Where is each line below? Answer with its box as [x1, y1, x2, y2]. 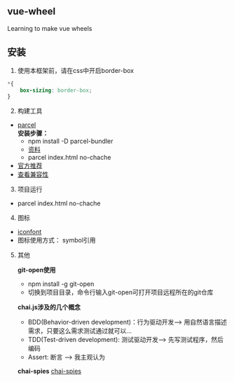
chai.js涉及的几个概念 [17, 303, 81, 311]
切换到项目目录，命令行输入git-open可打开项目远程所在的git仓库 [27, 288, 214, 296]
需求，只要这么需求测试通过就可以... [27, 327, 132, 335]
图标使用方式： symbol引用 [17, 236, 96, 245]
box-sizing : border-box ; [20, 87, 92, 94]
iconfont [17, 228, 42, 236]
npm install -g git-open [27, 280, 95, 288]
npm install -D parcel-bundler [27, 137, 113, 146]
